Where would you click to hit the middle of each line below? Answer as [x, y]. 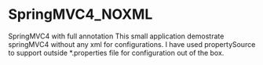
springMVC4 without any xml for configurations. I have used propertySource [132, 44]
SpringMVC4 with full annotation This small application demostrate [116, 36]
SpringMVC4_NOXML [80, 14]
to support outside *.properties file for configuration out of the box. [116, 52]
